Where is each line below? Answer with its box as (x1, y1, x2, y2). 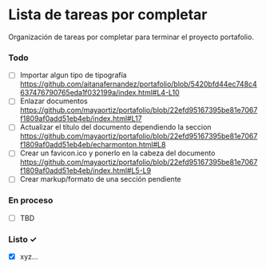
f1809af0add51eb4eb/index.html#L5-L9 (19, 166, 152, 175)
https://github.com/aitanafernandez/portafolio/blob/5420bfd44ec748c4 (19, 79, 257, 89)
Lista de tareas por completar (8, 6, 208, 24)
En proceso (8, 195, 54, 206)
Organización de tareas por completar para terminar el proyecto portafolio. (8, 32, 254, 42)
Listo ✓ (8, 234, 38, 245)
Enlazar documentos (19, 96, 88, 106)
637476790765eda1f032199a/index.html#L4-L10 (19, 88, 180, 98)
